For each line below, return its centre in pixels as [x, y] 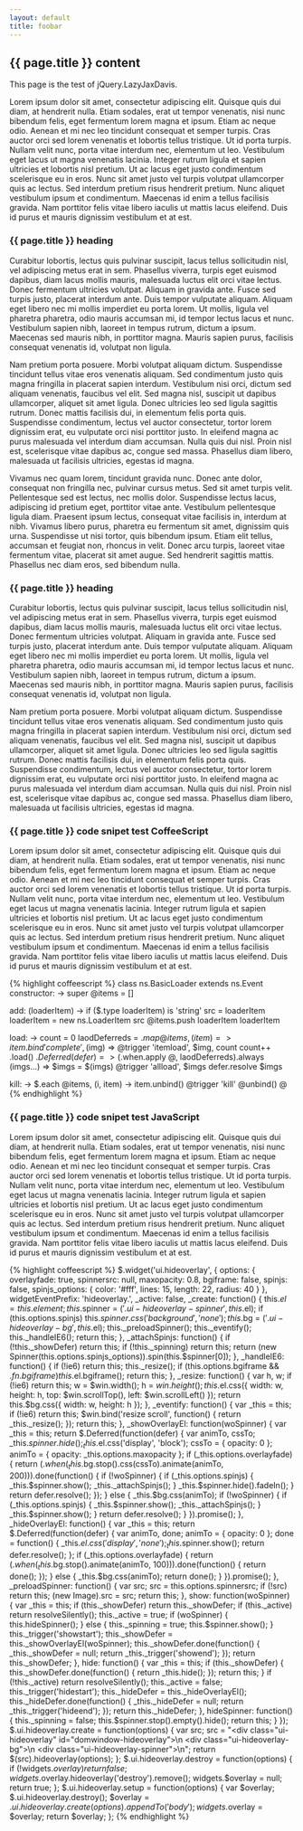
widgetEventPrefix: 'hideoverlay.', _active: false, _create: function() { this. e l [148, 1298]
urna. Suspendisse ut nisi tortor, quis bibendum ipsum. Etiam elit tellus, [141, 535]
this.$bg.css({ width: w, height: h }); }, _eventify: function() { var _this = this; [151, 1404]
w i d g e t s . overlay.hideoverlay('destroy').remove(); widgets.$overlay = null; [146, 1778]
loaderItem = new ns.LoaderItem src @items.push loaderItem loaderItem [145, 1020]
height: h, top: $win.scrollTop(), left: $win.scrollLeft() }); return [125, 1394]
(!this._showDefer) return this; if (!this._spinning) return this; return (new [143, 1346]
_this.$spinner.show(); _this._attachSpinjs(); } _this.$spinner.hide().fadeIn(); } [152, 1486]
